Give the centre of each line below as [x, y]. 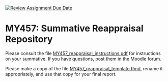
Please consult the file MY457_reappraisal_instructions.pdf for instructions [83, 53]
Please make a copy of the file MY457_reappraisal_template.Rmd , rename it [84, 68]
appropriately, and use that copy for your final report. [61, 74]
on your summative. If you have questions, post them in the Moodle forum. [83, 59]
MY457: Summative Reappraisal [74, 29]
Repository [29, 39]
